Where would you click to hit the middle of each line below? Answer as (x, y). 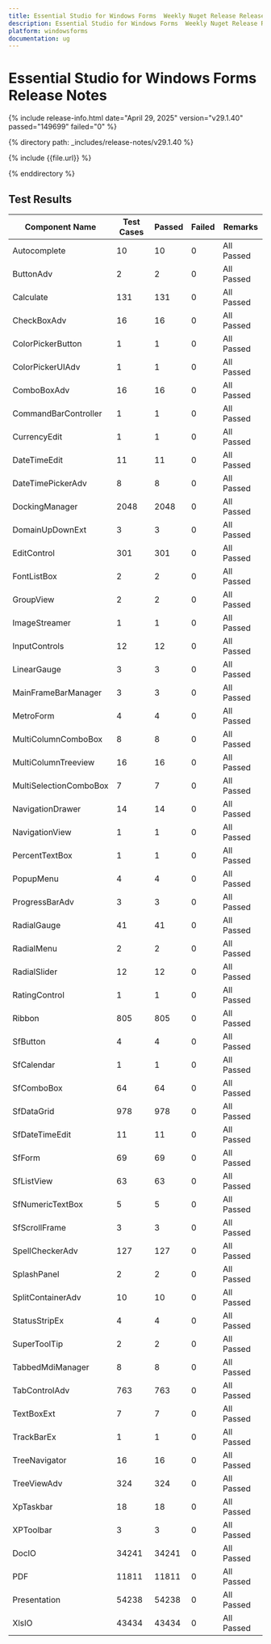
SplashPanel (36, 1274)
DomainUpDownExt (50, 530)
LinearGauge (37, 669)
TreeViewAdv (38, 1483)
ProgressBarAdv (44, 902)
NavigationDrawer (47, 809)
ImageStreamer (42, 623)
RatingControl (38, 995)
